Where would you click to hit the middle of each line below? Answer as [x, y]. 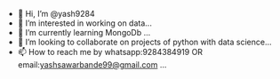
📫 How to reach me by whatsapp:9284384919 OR [110, 52]
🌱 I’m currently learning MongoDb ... [84, 32]
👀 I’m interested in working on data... [85, 23]
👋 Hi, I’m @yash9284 [56, 14]
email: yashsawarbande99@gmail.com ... [92, 65]
